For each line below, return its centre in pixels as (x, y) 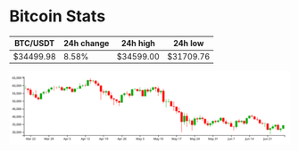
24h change (87, 44)
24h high (138, 44)
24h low (188, 44)
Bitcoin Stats (58, 16)
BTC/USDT (35, 44)
